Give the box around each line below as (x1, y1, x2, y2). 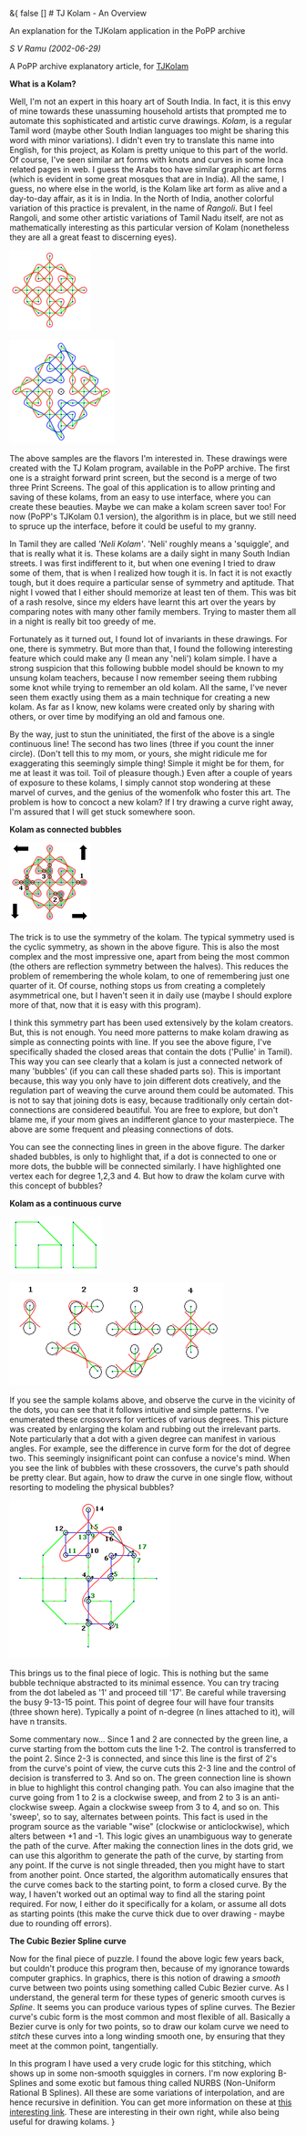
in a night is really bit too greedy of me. (9, 616, 157, 627)
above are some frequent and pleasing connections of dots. (9, 1124, 234, 1135)
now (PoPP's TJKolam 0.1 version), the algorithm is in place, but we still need (9, 511, 297, 522)
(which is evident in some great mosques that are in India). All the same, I (9, 173, 284, 184)
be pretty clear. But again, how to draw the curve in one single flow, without (9, 1472, 293, 1483)
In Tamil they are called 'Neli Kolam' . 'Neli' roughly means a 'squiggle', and (9, 538, 290, 549)
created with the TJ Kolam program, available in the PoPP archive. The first (9, 462, 291, 473)
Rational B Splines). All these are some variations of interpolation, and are (9, 2088, 285, 2098)
